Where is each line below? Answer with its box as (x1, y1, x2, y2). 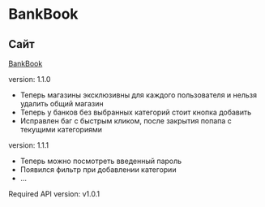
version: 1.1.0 (8, 75, 51, 84)
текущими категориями (19, 125, 103, 134)
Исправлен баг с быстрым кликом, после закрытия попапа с (19, 116, 233, 126)
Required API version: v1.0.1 (8, 189, 100, 199)
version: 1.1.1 (8, 140, 49, 150)
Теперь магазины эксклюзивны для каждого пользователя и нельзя (19, 90, 258, 100)
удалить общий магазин (19, 99, 104, 108)
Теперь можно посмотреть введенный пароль (19, 156, 182, 166)
